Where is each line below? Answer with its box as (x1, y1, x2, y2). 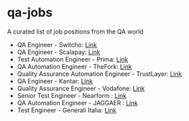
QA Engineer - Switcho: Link (16, 40, 98, 49)
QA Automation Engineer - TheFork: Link (16, 62, 132, 70)
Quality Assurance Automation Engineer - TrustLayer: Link (16, 70, 182, 78)
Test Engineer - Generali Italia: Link (16, 106, 117, 114)
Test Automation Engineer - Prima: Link (16, 55, 129, 63)
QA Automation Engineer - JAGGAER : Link (16, 98, 138, 107)
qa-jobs (7, 5, 53, 21)
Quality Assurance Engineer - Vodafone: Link (16, 84, 145, 92)
